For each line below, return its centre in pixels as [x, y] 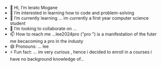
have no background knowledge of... [47, 59]
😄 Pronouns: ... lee [29, 46]
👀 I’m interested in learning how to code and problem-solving [72, 13]
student [18, 23]
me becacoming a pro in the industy [46, 41]
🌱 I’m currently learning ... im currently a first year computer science [79, 18]
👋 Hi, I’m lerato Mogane [34, 8]
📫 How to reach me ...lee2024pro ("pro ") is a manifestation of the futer [83, 34]
